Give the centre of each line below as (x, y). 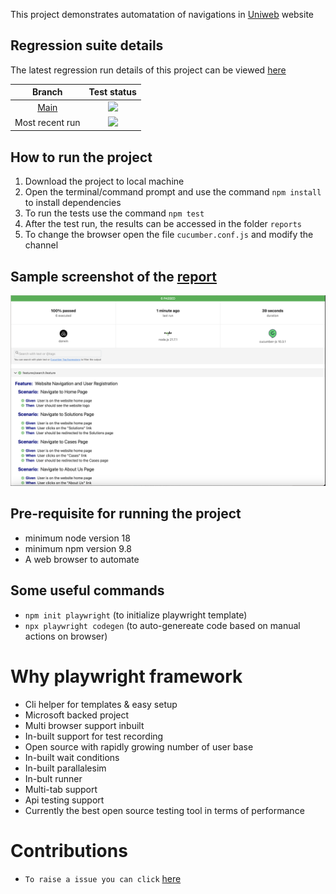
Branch (47, 92)
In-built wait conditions (72, 757)
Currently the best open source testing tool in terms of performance (164, 810)
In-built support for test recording (94, 736)
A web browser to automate (82, 559)
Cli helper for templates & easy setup (101, 704)
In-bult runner (53, 778)
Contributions (69, 850)
